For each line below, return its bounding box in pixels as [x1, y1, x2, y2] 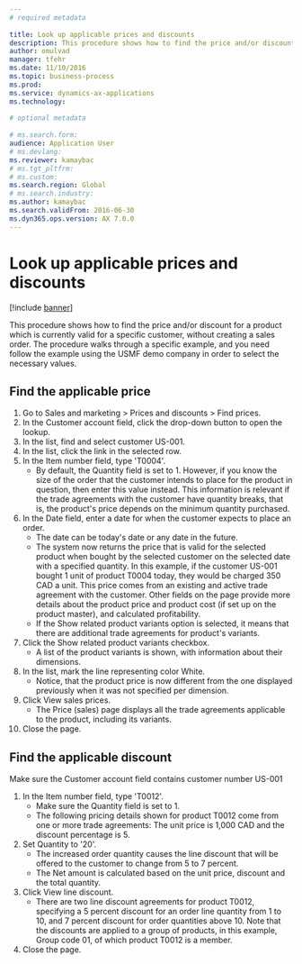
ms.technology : [9, 96, 67, 106]
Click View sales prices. [22, 695, 111, 705]
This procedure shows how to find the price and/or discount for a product [9, 319, 282, 330]
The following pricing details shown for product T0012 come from [35, 810, 279, 821]
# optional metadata [9, 114, 87, 123]
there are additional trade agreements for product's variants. [35, 628, 261, 639]
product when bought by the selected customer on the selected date [35, 551, 290, 562]
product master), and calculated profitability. [35, 609, 201, 620]
